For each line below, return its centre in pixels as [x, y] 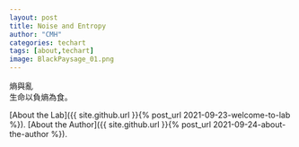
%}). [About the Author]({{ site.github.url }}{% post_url [110, 125]
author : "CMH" [36, 34]
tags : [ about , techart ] [52, 51]
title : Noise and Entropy [57, 26]
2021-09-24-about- [250, 125]
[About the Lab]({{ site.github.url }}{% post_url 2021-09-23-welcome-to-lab [150, 115]
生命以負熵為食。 [41, 97]
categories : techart [48, 43]
